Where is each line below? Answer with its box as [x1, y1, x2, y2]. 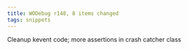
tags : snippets [7, 16, 51, 23]
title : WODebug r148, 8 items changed [7, 10, 119, 17]
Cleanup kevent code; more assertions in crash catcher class [7, 35, 182, 43]
